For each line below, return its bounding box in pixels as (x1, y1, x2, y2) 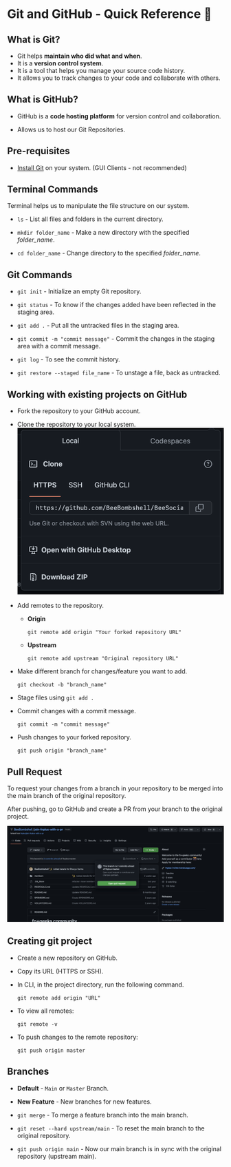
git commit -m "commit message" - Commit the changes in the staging (16, 335, 215, 343)
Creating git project (7, 936, 93, 947)
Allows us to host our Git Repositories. (16, 125, 126, 134)
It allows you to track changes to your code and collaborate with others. (16, 74, 221, 82)
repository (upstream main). (16, 1152, 97, 1160)
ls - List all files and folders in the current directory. (16, 215, 164, 223)
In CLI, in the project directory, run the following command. (16, 980, 184, 989)
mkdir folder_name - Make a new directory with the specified (16, 229, 190, 237)
